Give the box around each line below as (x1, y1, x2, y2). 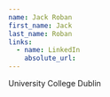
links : (8, 37, 33, 47)
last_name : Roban (8, 29, 73, 38)
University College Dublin (8, 78, 101, 88)
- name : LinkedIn (16, 46, 81, 55)
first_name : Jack (8, 21, 73, 30)
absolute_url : (24, 54, 76, 63)
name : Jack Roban (8, 12, 73, 22)
